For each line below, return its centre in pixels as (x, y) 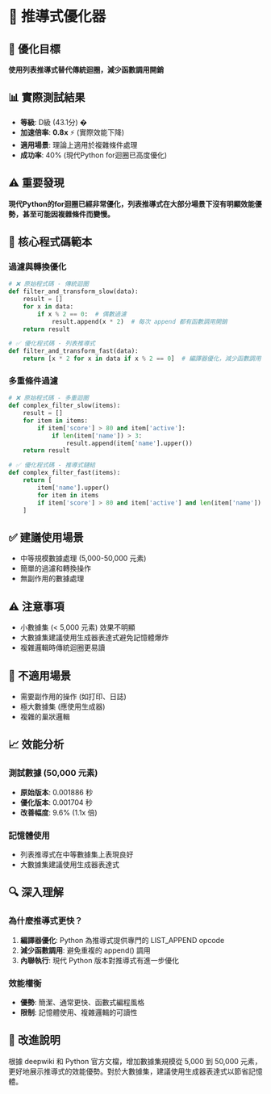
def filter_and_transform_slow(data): (73, 291)
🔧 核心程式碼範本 (50, 242)
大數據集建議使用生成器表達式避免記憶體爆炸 (94, 638)
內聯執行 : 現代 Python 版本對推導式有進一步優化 (100, 960)
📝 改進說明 (34, 1040)
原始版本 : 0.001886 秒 (56, 792)
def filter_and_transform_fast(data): (73, 351)
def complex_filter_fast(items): (65, 473)
